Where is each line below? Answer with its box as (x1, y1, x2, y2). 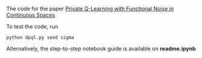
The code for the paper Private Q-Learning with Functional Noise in (6, 5, 174, 12)
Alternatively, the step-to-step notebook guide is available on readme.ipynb (6, 45, 197, 52)
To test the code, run (6, 23, 59, 30)
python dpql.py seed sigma (6, 35, 74, 41)
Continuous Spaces (6, 11, 56, 19)
